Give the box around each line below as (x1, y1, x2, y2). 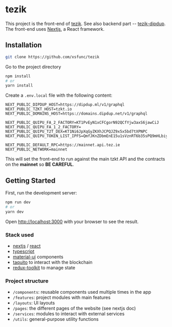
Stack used (5, 231, 34, 238)
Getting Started (5, 176, 56, 185)
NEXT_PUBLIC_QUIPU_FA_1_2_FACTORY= (5, 124, 81, 130)
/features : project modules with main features (12, 294, 111, 300)
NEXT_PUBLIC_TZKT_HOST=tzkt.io (5, 106, 72, 112)
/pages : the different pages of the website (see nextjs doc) (12, 306, 136, 312)
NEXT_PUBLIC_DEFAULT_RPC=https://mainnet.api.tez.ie (5, 142, 120, 148)
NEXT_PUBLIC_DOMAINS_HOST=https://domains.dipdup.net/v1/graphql (5, 111, 147, 116)
